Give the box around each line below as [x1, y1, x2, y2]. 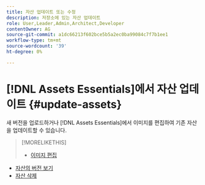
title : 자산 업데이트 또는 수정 [6, 9, 76, 15]
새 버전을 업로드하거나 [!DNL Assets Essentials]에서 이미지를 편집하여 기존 [6, 118, 186, 126]
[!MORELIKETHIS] [21, 139, 67, 146]
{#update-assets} [28, 97, 122, 111]
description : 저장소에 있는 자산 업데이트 [6, 15, 101, 21]
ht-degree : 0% [6, 49, 43, 55]
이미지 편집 [30, 151, 57, 159]
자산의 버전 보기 [15, 164, 53, 172]
